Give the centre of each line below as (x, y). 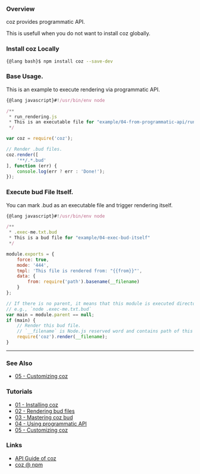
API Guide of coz (35, 458)
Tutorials (19, 392)
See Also (19, 363)
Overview (21, 9)
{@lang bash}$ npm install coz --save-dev (60, 61)
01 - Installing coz (36, 404)
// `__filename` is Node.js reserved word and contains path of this (105, 331)
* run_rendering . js (33, 117)
